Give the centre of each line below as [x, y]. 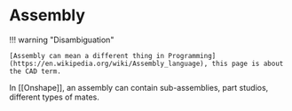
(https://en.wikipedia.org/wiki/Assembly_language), [109, 63]
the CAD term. [36, 71]
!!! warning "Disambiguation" [62, 40]
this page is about [248, 63]
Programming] [192, 55]
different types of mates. [54, 97]
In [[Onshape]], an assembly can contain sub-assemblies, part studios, [139, 87]
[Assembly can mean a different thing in [87, 55]
